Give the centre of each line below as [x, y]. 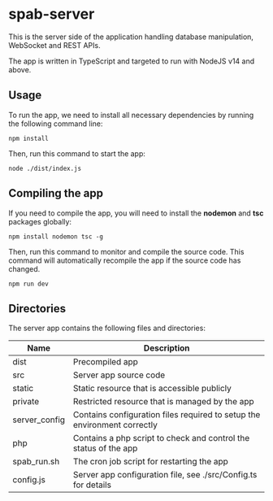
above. [20, 69]
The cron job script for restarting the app [151, 462]
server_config [39, 420]
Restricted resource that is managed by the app [163, 402]
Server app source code [119, 375]
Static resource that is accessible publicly [152, 389]
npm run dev [28, 284]
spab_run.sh [36, 462]
